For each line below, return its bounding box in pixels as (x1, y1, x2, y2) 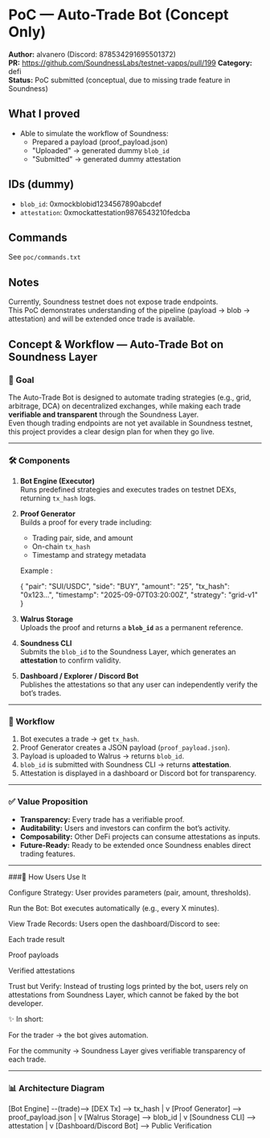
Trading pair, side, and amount (31, 534, 133, 543)
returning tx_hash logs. (19, 493, 96, 503)
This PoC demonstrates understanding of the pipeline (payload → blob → (8, 305, 251, 315)
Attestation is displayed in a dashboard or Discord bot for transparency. (19, 768, 257, 779)
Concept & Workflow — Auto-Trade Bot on (8, 337, 224, 351)
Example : (19, 566, 54, 575)
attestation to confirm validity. (19, 655, 121, 666)
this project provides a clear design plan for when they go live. (8, 426, 215, 436)
